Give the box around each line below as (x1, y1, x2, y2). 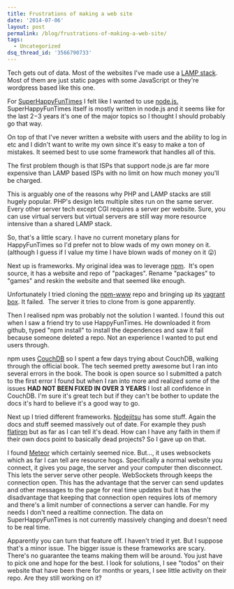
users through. (7, 340, 50, 349)
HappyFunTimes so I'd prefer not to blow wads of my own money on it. (7, 240, 211, 249)
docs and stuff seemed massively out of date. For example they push (7, 420, 206, 428)
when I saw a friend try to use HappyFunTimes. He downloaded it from (7, 318, 211, 326)
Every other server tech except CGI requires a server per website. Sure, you (7, 205, 226, 213)
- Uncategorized (13, 43, 61, 50)
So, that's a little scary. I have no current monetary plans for (7, 233, 180, 242)
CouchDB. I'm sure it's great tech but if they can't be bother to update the (7, 391, 219, 400)
